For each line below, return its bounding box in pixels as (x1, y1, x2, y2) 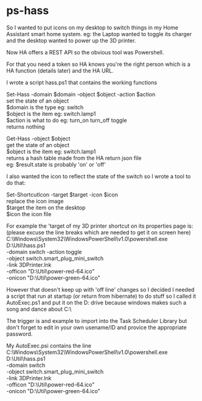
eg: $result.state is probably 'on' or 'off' (6, 161, 106, 168)
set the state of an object (6, 97, 69, 104)
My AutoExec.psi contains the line (6, 342, 91, 349)
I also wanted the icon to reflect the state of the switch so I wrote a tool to (6, 172, 191, 180)
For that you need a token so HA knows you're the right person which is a (6, 60, 190, 68)
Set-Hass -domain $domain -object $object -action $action (6, 90, 156, 98)
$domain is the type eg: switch (6, 103, 84, 110)
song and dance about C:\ (6, 305, 72, 312)
